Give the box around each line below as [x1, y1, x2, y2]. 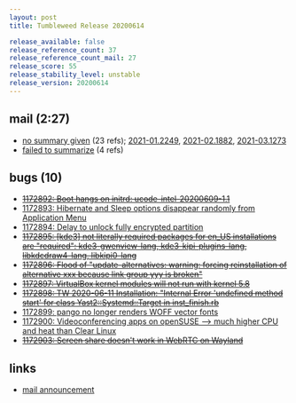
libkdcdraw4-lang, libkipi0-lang [21, 250, 137, 261]
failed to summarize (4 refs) [21, 144, 124, 155]
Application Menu [21, 212, 87, 223]
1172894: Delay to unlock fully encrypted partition [21, 222, 204, 233]
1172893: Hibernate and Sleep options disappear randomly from [21, 203, 255, 214]
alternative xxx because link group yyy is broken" [21, 269, 203, 280]
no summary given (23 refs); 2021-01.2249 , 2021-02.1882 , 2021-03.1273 [21, 135, 286, 146]
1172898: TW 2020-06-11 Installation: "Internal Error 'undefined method [21, 288, 284, 298]
